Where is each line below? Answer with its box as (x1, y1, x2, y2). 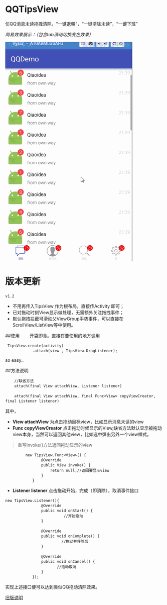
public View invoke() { (41, 462, 91, 468)
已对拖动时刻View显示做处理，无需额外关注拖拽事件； (12, 309, 124, 315)
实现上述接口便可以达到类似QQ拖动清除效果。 (5, 584, 100, 590)
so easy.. (5, 357, 24, 363)
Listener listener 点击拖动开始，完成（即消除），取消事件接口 (12, 487, 139, 493)
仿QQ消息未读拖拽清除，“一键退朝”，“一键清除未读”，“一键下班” (5, 21, 138, 27)
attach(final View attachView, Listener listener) (14, 383, 122, 388)
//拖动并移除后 (61, 539, 89, 544)
